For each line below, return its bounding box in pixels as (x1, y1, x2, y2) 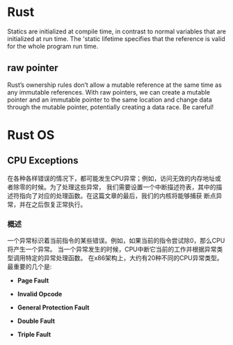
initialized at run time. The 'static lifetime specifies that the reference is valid (7, 34, 226, 42)
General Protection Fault (17, 303, 90, 312)
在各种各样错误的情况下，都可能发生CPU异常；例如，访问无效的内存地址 (7, 174, 216, 182)
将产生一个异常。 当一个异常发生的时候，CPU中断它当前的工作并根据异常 (7, 245, 217, 254)
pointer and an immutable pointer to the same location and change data (7, 95, 212, 104)
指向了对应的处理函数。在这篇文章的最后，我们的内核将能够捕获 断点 (19, 191, 216, 200)
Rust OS (7, 127, 55, 143)
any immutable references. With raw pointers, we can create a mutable (7, 88, 211, 96)
